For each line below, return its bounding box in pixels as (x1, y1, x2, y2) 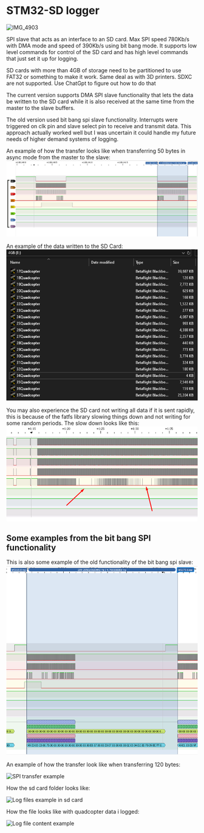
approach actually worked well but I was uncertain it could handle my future (6, 129, 196, 136)
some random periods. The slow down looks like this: (6, 420, 140, 427)
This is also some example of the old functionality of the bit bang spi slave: (6, 558, 193, 566)
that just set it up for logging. (6, 55, 79, 62)
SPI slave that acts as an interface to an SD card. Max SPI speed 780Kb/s (6, 35, 190, 43)
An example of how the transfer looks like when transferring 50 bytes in (6, 147, 186, 154)
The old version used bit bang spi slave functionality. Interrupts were (6, 116, 178, 123)
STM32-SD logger (6, 4, 100, 18)
